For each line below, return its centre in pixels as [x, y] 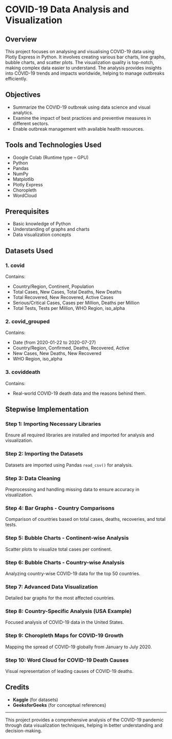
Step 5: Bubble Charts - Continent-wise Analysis [67, 538]
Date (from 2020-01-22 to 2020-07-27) [54, 343]
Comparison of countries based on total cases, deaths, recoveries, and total [85, 519]
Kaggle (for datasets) [35, 700]
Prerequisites [27, 212]
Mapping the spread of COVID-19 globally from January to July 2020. [79, 647]
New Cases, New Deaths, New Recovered [57, 353]
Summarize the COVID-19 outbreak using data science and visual [82, 107]
